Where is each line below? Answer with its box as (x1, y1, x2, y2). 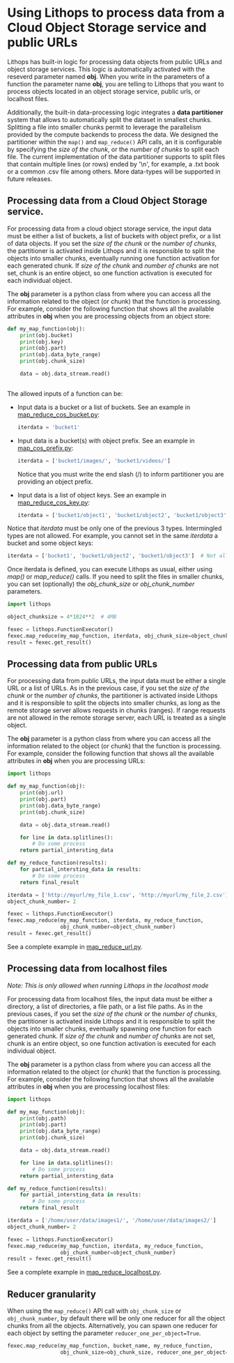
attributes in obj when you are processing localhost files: (7, 1082, 171, 1091)
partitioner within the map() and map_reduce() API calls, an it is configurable (7, 137, 223, 146)
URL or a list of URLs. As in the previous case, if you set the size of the (7, 684, 210, 693)
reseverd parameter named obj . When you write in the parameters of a (7, 72, 210, 81)
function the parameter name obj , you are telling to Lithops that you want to (7, 79, 224, 88)
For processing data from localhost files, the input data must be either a (7, 994, 213, 1003)
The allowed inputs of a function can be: (7, 389, 123, 398)
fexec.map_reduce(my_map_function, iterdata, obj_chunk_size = (7, 632, 192, 639)
